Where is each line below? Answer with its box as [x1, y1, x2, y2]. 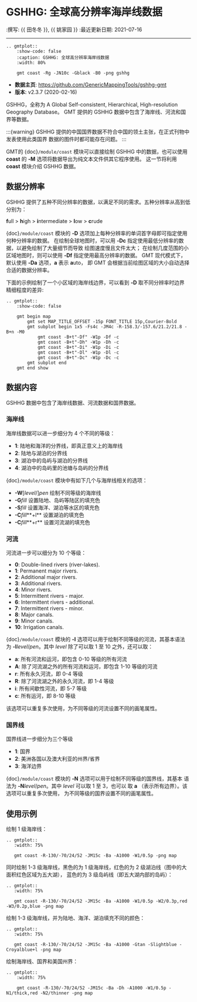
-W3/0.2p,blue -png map [6, 904, 64, 910]
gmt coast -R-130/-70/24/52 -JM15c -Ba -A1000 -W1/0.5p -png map [13, 853, 177, 859]
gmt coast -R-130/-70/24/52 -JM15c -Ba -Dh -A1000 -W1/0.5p [16, 985, 167, 991]
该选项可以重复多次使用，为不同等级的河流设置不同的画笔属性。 [6, 705, 160, 712]
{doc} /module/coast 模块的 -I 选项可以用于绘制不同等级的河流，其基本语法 [6, 636, 185, 643]
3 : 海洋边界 [14, 763, 42, 770]
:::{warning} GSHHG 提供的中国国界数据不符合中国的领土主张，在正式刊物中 [6, 128, 189, 135]
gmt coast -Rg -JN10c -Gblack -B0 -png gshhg [16, 70, 130, 76]
